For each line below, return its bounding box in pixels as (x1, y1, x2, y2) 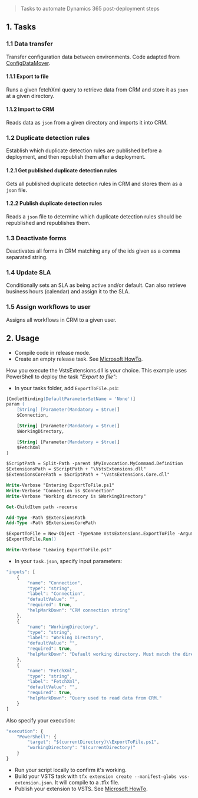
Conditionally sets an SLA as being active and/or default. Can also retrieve (6, 282, 187, 289)
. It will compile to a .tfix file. (52, 779, 120, 786)
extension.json (14, 780, 52, 786)
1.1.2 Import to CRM (6, 106, 55, 113)
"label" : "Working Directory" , (27, 635, 104, 641)
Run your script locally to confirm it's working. (14, 766, 127, 773)
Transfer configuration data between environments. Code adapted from (6, 53, 180, 60)
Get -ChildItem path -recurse (6, 504, 78, 510)
